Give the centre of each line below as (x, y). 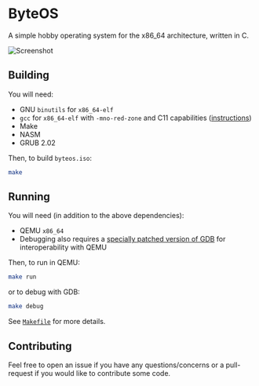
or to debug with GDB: (44, 292)
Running (29, 197)
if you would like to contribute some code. (103, 373)
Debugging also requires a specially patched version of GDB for (122, 239)
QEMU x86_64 (42, 231)
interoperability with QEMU (63, 247)
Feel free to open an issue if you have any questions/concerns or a (116, 365)
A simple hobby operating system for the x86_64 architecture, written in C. (129, 35)
